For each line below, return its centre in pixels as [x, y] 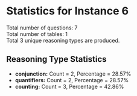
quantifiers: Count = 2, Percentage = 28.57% [72, 80]
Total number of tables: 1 [37, 34]
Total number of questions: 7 [42, 28]
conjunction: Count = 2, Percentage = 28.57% [73, 74]
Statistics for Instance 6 [67, 11]
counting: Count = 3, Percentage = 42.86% [69, 86]
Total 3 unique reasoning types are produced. [63, 40]
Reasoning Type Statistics [56, 59]
